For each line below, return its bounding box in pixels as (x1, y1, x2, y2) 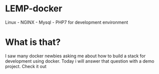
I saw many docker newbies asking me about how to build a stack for (5, 53, 146, 59)
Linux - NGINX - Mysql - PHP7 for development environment (5, 19, 128, 25)
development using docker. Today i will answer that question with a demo (5, 58, 155, 64)
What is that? (5, 37, 61, 48)
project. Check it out (5, 63, 47, 69)
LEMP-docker (5, 3, 63, 14)
